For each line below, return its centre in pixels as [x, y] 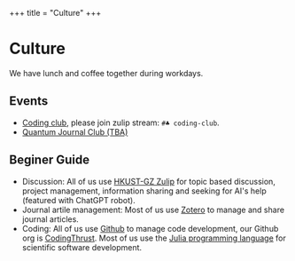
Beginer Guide [50, 160]
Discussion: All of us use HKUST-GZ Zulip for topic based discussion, [149, 181]
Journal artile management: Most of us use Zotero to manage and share [153, 210]
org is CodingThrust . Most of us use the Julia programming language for [154, 238]
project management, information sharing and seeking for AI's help [144, 191]
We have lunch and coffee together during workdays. [106, 73]
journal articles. [50, 219]
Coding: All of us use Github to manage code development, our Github [150, 228]
